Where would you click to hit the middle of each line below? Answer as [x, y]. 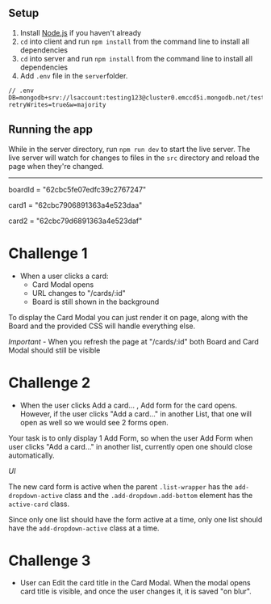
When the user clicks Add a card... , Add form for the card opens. [129, 405]
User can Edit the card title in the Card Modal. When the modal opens [135, 583]
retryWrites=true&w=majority [57, 104]
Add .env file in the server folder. [74, 75]
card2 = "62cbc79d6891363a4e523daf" [75, 221]
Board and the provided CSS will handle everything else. [102, 326]
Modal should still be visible [54, 350]
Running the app [50, 130]
